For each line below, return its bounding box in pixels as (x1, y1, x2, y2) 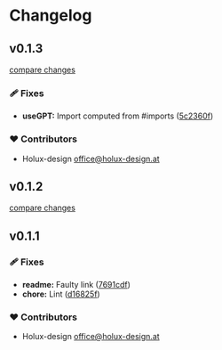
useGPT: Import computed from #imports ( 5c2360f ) (21, 110, 214, 121)
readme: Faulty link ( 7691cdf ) (21, 280, 131, 290)
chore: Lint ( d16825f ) (21, 289, 100, 299)
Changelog (9, 5, 92, 26)
